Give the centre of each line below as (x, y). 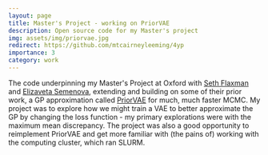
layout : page (30, 16)
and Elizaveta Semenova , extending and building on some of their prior (125, 91)
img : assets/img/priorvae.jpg (59, 38)
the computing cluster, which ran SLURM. (77, 142)
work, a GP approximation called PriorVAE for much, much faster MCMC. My (134, 100)
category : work (34, 61)
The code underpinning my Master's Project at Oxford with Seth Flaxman (129, 83)
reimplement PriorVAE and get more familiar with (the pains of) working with (134, 133)
